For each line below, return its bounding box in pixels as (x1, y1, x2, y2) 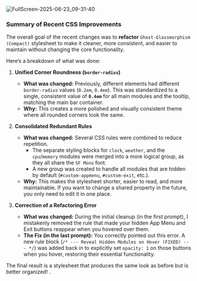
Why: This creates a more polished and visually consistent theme (23, 105, 182, 112)
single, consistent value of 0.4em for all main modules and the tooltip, (23, 93, 190, 100)
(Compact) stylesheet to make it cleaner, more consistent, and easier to (6, 40, 178, 47)
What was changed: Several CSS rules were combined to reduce (23, 134, 182, 141)
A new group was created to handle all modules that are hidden (32, 165, 186, 173)
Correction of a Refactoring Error (14, 202, 97, 209)
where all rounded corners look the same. (23, 112, 125, 119)
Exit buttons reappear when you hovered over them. (23, 226, 150, 233)
